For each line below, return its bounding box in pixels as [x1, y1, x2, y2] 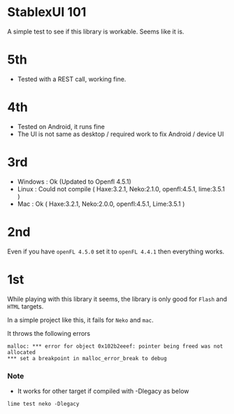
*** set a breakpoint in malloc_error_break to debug [7, 355, 168, 362]
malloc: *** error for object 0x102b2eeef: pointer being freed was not [7, 343, 224, 350]
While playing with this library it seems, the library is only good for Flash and [7, 295, 227, 303]
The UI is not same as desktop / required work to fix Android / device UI [17, 130, 224, 138]
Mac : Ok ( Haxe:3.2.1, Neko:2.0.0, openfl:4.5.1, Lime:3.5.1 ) [17, 200, 185, 208]
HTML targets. [7, 302, 44, 311]
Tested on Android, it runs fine [17, 122, 105, 131]
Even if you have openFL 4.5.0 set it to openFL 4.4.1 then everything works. [7, 247, 225, 256]
